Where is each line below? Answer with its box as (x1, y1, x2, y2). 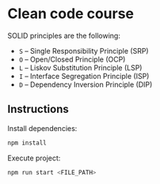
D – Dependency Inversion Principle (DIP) (18, 80, 153, 89)
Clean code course (7, 5, 135, 23)
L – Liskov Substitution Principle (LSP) (18, 62, 143, 72)
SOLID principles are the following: (7, 31, 120, 40)
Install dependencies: (7, 123, 78, 133)
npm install (7, 139, 47, 147)
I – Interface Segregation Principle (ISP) (18, 71, 150, 81)
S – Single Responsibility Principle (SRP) (18, 46, 149, 55)
